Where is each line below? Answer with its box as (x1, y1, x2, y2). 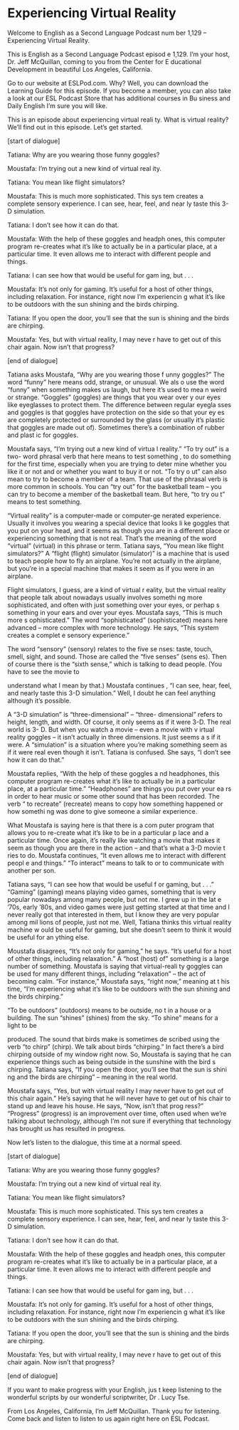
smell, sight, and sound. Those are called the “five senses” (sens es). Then (7, 652, 227, 661)
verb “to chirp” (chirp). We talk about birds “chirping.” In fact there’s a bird (7, 1042, 224, 1051)
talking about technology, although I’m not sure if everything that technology (7, 1116, 232, 1125)
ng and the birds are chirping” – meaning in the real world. (7, 1073, 178, 1081)
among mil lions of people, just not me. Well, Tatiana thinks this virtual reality (7, 918, 232, 926)
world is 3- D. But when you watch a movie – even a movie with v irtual (7, 725, 215, 734)
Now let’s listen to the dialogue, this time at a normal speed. (7, 1137, 183, 1147)
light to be (7, 1021, 37, 1029)
